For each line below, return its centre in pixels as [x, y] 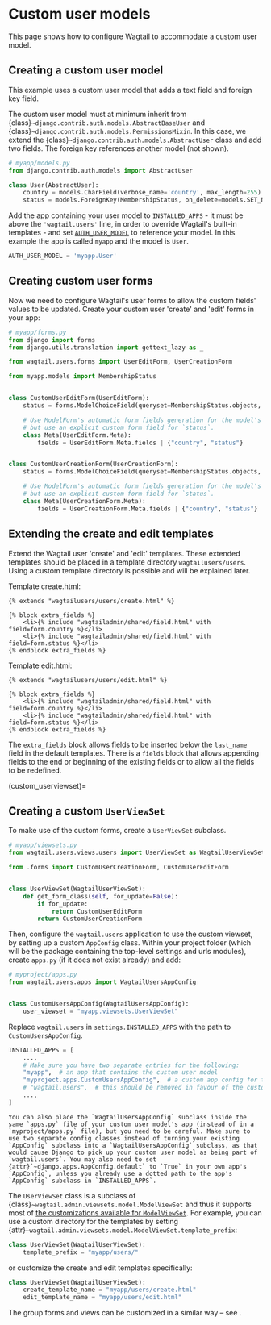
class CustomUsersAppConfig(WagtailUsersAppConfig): [99, 1004]
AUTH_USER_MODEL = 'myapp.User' [63, 256]
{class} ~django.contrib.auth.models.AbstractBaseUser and [107, 123]
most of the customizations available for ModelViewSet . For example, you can [135, 1212]
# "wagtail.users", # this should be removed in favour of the [133, 1088]
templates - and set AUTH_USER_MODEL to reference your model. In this [122, 233]
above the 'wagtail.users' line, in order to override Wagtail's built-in [123, 224]
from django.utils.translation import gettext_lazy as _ [106, 348]
